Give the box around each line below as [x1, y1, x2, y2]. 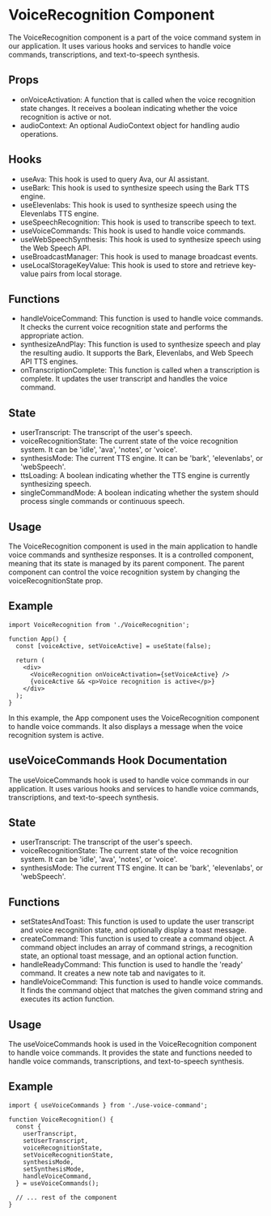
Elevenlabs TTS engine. [19, 208, 100, 218]
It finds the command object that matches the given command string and [19, 986, 263, 996]
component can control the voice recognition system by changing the [8, 567, 240, 577]
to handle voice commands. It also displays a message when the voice [8, 721, 243, 731]
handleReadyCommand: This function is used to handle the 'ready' [19, 960, 243, 970]
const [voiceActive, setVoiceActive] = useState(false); [15, 642, 212, 650]
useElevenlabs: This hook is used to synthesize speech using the [19, 200, 237, 210]
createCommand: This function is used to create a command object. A [19, 934, 255, 944]
